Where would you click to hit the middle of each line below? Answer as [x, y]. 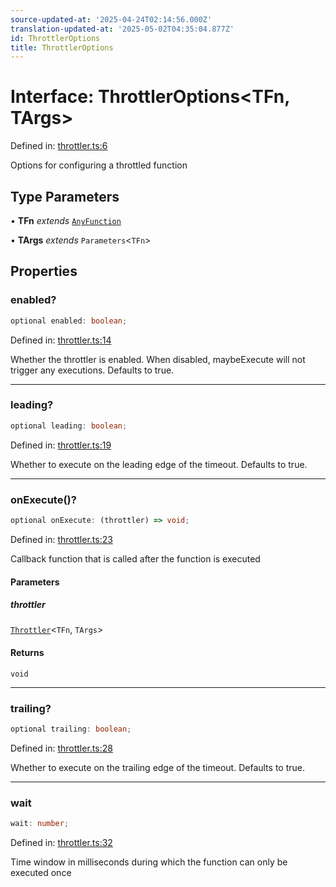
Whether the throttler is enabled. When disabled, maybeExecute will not [158, 359]
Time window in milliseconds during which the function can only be [149, 862]
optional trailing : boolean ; [71, 729]
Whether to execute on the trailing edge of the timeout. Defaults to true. [157, 767]
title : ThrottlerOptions [62, 47]
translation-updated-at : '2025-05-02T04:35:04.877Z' [122, 29]
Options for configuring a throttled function [99, 165]
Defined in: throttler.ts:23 [61, 539]
